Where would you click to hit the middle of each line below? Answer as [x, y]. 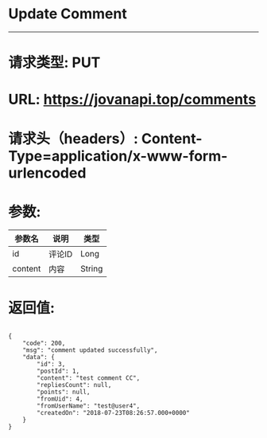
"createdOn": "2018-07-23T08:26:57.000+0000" [114, 413]
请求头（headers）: [74, 138]
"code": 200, [44, 343]
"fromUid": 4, [60, 399]
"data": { [39, 358]
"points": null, [64, 392]
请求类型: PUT [54, 63]
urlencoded [47, 173]
